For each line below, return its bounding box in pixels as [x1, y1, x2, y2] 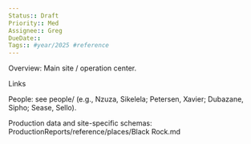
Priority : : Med [8, 19, 59, 27]
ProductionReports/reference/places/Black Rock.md [8, 127, 181, 137]
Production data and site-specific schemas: [8, 118, 152, 128]
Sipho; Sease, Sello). [8, 103, 77, 113]
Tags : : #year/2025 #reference [8, 42, 110, 50]
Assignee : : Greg [8, 26, 63, 34]
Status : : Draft [8, 11, 59, 20]
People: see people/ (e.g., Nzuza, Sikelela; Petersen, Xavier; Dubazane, [8, 94, 245, 104]
